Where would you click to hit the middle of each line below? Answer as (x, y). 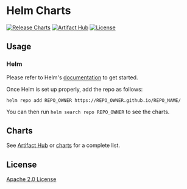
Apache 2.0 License (31, 179)
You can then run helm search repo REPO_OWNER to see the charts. (88, 112)
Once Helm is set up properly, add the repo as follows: (75, 89)
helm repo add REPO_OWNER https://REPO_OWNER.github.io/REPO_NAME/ (94, 100)
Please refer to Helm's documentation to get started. (72, 77)
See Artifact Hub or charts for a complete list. (63, 145)
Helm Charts (39, 11)
